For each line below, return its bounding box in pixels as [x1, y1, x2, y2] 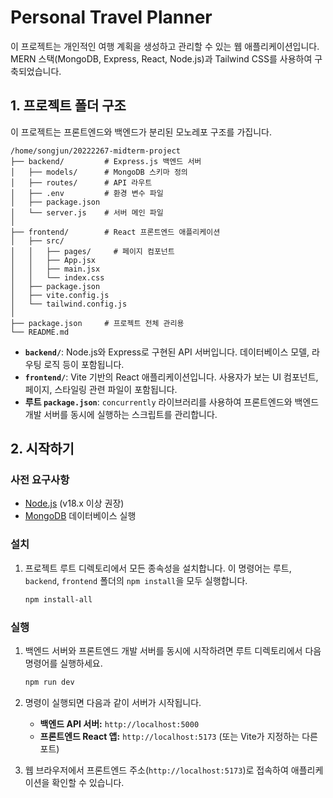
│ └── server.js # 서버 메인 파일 [10, 207, 164, 218]
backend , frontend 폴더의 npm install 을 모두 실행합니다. [24, 574, 248, 586]
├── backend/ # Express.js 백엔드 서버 [10, 156, 202, 166]
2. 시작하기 [10, 441, 75, 458]
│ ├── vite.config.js [10, 290, 110, 300]
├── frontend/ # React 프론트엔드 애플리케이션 [10, 227, 221, 237]
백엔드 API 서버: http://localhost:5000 [39, 717, 200, 730]
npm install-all [24, 594, 93, 605]
